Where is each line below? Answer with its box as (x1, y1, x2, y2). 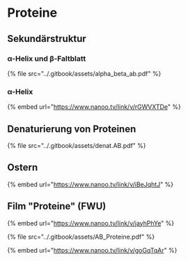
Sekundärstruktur (7, 33, 87, 45)
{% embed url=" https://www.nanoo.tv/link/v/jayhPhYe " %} (7, 218, 175, 228)
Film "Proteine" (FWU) (7, 200, 107, 212)
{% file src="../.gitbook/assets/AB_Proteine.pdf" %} (7, 232, 155, 241)
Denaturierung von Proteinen (7, 123, 136, 135)
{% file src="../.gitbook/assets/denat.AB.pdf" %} (7, 141, 146, 149)
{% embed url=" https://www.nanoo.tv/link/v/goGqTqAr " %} (7, 246, 178, 254)
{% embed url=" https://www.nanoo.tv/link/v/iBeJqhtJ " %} (7, 180, 174, 188)
